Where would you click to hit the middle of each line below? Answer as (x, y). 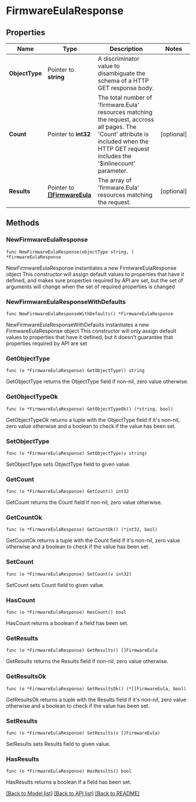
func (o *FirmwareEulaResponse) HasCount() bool (66, 612)
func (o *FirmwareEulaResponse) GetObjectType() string (75, 371)
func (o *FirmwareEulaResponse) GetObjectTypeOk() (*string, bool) (90, 409)
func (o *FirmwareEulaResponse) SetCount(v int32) (69, 574)
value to (109, 66)
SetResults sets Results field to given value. (58, 744)
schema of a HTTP (123, 81)
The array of (115, 180)
